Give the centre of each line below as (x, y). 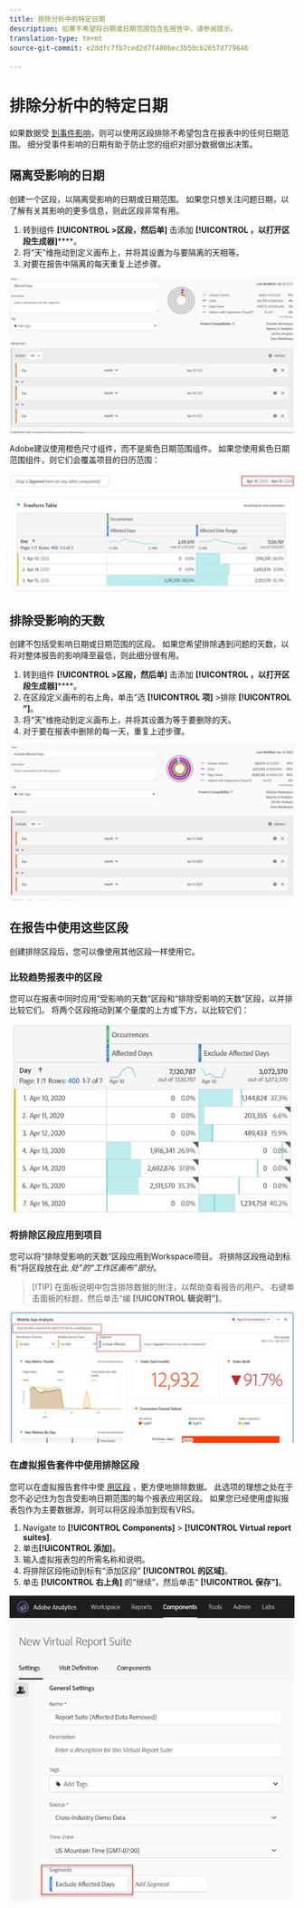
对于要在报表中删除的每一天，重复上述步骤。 (106, 731)
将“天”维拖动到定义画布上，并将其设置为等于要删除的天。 (129, 720)
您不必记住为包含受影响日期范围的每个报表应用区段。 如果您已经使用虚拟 (145, 1498)
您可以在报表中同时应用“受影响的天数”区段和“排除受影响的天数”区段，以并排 (151, 999)
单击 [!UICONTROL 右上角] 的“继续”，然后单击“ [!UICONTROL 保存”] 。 (154, 1582)
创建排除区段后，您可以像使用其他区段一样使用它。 (104, 951)
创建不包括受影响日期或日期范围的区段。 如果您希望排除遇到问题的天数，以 (149, 644)
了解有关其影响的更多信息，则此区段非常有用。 (96, 210)
